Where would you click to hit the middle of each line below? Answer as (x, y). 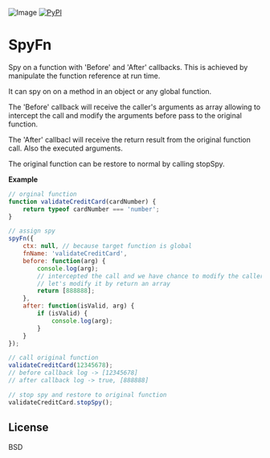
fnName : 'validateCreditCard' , (75, 254)
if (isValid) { (63, 314)
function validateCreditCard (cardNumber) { (82, 201)
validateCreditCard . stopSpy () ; (61, 402)
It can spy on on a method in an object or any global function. (110, 91)
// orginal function (43, 194)
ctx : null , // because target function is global (108, 246)
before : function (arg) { (64, 261)
